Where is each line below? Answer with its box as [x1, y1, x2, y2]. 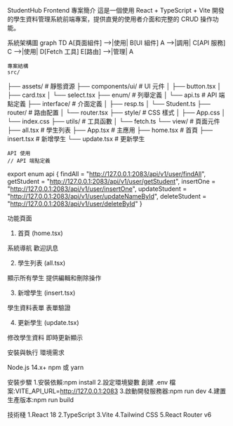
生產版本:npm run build [7, 396, 74, 404]
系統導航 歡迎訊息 [7, 244, 58, 252]
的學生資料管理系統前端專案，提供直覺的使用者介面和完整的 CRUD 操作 [7, 15, 213, 23]
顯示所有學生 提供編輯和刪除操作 [7, 274, 102, 282]
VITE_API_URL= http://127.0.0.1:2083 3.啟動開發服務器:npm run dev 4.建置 [15, 387, 227, 395]
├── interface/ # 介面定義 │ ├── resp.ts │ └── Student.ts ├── [27, 100, 211, 107]
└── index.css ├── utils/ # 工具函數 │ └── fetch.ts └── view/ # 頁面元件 [7, 117, 220, 125]
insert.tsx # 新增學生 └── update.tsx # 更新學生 [7, 135, 145, 142]
